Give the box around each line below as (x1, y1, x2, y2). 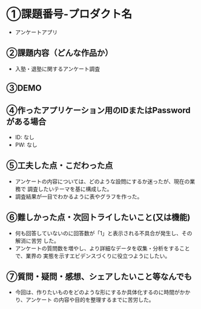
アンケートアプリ (15, 28, 58, 36)
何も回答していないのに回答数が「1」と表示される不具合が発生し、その (15, 229, 193, 236)
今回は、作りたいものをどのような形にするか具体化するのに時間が (15, 288, 180, 296)
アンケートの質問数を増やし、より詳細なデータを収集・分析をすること (15, 244, 190, 252)
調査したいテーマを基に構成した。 (27, 185, 113, 192)
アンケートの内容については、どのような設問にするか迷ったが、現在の (15, 178, 190, 185)
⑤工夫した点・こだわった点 (6, 160, 113, 171)
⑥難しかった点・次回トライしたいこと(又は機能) (6, 212, 191, 223)
